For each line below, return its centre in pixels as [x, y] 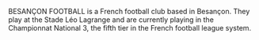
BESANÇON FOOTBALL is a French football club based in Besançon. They [129, 11]
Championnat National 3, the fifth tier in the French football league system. [130, 28]
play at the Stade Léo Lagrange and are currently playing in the [111, 20]
